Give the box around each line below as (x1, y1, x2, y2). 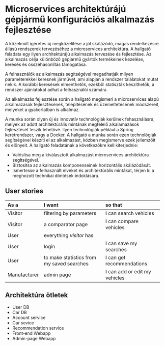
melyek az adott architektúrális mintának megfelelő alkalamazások (5, 121, 139, 127)
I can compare (105, 218, 139, 225)
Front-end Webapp (12, 330, 51, 336)
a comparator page (43, 221, 88, 228)
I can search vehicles (105, 210, 155, 217)
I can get (105, 254, 126, 261)
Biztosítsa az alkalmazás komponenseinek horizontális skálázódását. (12, 162, 151, 168)
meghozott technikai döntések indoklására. (12, 173, 100, 178)
